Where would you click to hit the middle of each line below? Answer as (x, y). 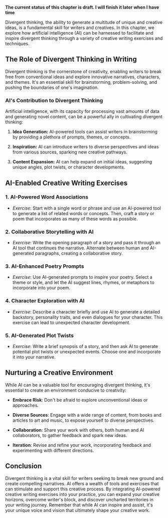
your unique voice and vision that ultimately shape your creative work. (78, 510)
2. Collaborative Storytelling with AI (49, 232)
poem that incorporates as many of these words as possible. (75, 219)
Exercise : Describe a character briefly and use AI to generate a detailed (86, 312)
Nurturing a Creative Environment (59, 373)
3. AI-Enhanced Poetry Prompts (45, 266)
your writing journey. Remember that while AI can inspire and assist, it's (79, 505)
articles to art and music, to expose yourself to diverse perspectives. (83, 420)
